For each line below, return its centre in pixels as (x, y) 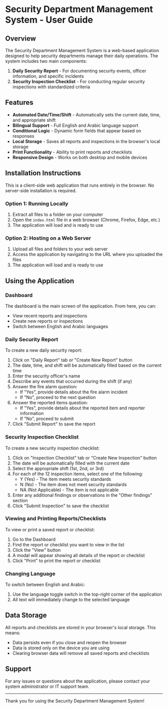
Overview (21, 38)
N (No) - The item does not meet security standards (73, 484)
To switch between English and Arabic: (45, 585)
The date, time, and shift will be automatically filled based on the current (87, 365)
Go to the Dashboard (34, 539)
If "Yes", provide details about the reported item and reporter (82, 408)
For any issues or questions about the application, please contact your (77, 681)
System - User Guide (49, 20)
